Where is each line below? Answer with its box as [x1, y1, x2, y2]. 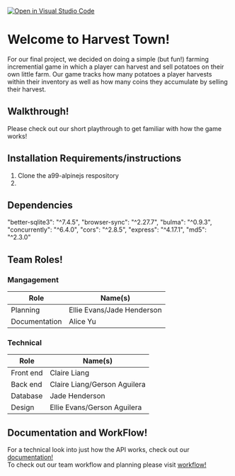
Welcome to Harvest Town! [7, 32, 170, 47]
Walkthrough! [7, 106, 69, 118]
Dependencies [7, 199, 73, 211]
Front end [11, 368, 43, 378]
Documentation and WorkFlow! [7, 426, 148, 438]
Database [11, 391, 43, 401]
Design [11, 402, 35, 412]
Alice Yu [69, 317, 97, 327]
